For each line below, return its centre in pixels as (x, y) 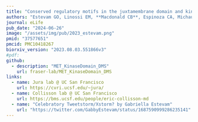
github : (16, 60)
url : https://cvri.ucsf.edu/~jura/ (60, 88)
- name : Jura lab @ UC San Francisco (58, 83)
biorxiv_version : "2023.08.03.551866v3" (57, 50)
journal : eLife (25, 22)
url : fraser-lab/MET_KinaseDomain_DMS (64, 72)
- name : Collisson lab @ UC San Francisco (64, 93)
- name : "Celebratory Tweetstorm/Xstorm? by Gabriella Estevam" (92, 104)
